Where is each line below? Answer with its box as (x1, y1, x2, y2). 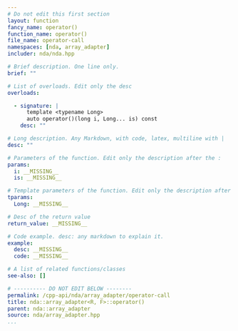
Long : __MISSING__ (14, 200, 69, 208)
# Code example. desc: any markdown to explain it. (7, 233, 164, 240)
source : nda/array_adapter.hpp (7, 312, 100, 319)
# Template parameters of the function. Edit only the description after (7, 187, 232, 195)
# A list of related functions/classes (7, 265, 126, 273)
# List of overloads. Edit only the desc (7, 83, 133, 90)
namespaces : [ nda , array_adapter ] (7, 44, 110, 51)
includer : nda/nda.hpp (7, 51, 75, 58)
